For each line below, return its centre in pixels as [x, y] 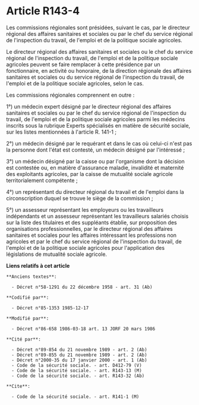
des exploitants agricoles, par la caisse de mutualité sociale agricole [90, 174]
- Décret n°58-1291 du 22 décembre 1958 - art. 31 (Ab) [82, 287]
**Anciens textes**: [32, 276]
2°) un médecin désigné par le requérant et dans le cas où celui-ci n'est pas [99, 143]
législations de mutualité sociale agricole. [57, 254]
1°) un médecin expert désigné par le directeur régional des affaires [89, 106]
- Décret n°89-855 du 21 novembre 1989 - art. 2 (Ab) [79, 355]
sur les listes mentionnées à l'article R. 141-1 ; [61, 132]
